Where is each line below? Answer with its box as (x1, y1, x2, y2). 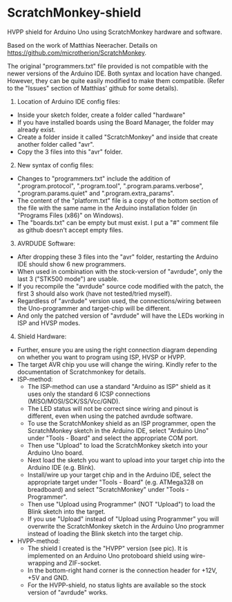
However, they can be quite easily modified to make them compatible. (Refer (7, 76, 225, 84)
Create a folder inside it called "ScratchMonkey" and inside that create (17, 133, 218, 141)
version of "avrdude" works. (27, 588, 108, 596)
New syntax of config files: (17, 161, 95, 169)
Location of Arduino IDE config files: (17, 97, 121, 105)
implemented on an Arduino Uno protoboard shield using (27, 551, 189, 560)
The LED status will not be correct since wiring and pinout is (27, 404, 199, 412)
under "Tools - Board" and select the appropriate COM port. (27, 434, 199, 442)
